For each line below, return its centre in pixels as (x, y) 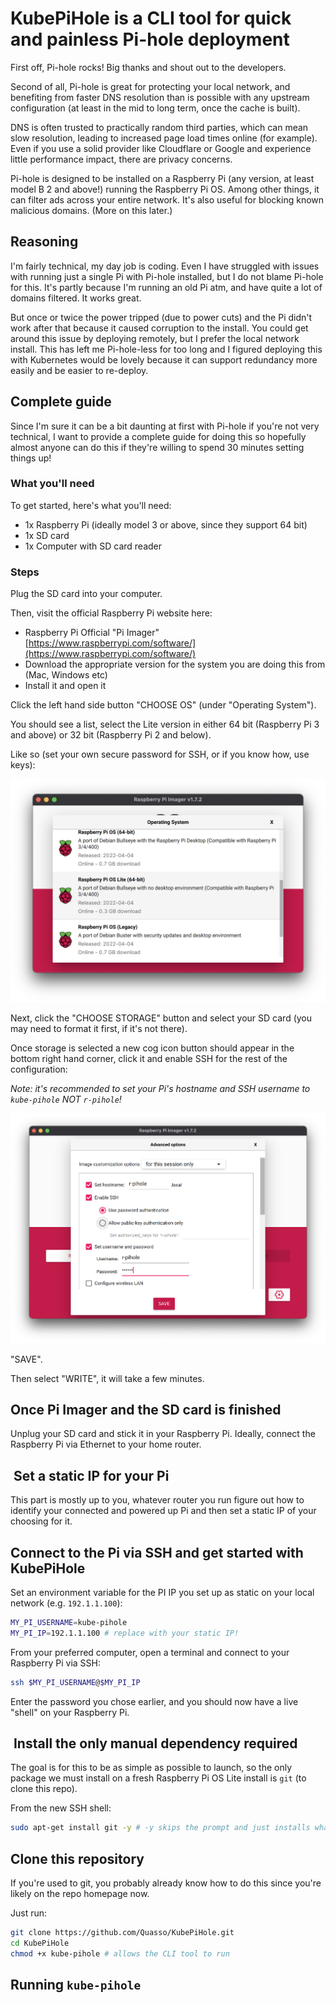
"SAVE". (26, 1359)
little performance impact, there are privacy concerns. (121, 159)
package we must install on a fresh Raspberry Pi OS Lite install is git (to (158, 1778)
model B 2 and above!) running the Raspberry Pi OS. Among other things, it (165, 189)
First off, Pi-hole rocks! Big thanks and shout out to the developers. (148, 67)
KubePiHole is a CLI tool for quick (151, 18)
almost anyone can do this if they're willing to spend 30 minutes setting (157, 447)
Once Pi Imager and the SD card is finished (146, 1409)
